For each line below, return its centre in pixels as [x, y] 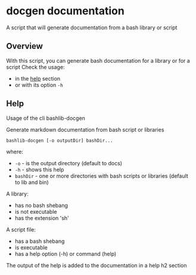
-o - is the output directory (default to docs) [69, 163]
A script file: [21, 230]
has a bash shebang [40, 241]
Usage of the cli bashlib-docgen [46, 118]
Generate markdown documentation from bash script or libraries [85, 129]
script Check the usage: [35, 67]
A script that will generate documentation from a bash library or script [92, 27]
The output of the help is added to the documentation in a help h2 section [97, 265]
